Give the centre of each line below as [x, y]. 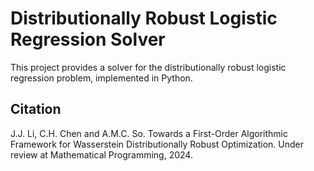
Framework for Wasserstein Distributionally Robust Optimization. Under [157, 144]
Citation [36, 109]
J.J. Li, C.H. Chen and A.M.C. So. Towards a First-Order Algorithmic [149, 133]
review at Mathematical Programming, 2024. [101, 154]
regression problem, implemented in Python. [101, 78]
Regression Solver [88, 39]
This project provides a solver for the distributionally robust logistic [148, 67]
